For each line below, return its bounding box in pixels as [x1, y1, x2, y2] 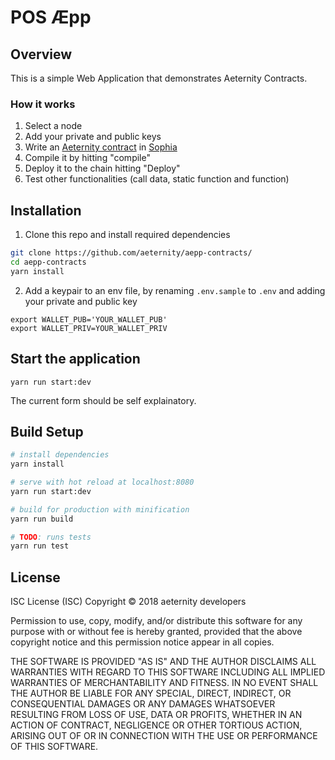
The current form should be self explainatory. [10, 394, 197, 406]
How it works [10, 97, 76, 111]
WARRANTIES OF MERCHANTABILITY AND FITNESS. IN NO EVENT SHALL [10, 677, 319, 689]
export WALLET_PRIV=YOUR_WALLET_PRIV [10, 323, 168, 333]
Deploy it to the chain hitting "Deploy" [24, 162, 181, 175]
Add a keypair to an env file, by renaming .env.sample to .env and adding [24, 284, 326, 296]
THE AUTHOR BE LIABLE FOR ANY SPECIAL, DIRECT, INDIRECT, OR [10, 687, 292, 700]
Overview [10, 46, 73, 63]
